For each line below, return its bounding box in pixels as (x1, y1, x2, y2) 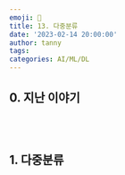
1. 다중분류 (9, 153, 64, 168)
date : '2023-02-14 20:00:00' (9, 30, 118, 39)
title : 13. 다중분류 (9, 22, 79, 31)
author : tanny (9, 38, 62, 48)
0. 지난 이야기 (9, 91, 80, 106)
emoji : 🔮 (9, 13, 42, 22)
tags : (9, 47, 29, 56)
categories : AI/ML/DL (9, 55, 90, 64)
